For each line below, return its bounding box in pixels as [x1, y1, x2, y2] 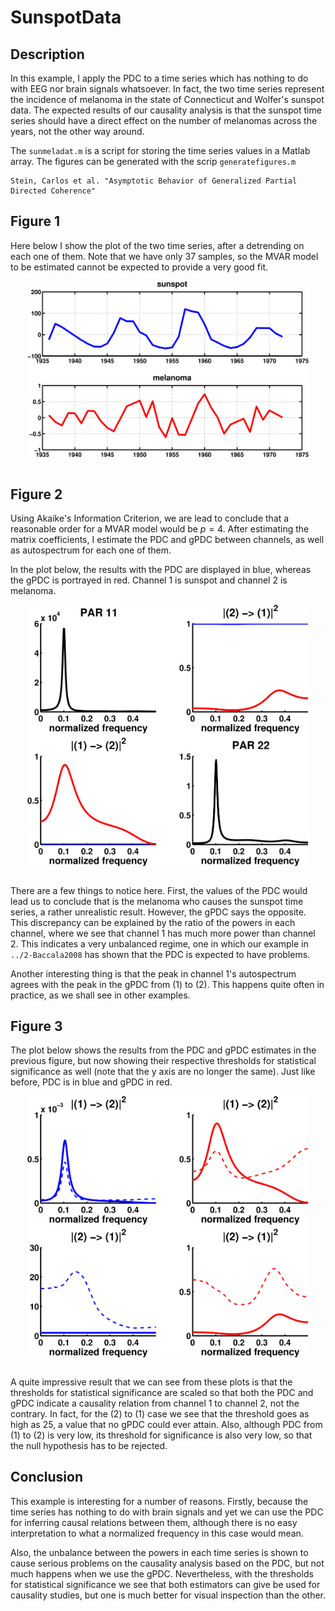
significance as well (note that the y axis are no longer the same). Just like [10, 1066, 316, 1078]
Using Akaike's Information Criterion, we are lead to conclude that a [10, 512, 290, 525]
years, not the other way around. [10, 126, 145, 137]
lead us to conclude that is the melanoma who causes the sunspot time [10, 895, 304, 907]
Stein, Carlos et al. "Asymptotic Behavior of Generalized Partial [10, 176, 298, 186]
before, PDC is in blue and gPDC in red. [10, 1076, 173, 1088]
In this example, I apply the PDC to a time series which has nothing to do [10, 72, 309, 84]
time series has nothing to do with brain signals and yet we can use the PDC [10, 1506, 324, 1518]
